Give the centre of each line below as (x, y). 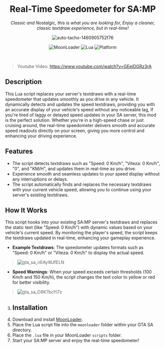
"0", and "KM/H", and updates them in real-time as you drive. (74, 169)
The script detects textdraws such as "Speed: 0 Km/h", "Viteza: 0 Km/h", (86, 163)
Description (23, 82)
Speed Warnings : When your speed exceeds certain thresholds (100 (82, 272)
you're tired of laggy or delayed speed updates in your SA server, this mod (81, 115)
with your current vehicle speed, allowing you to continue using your (82, 189)
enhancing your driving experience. (41, 136)
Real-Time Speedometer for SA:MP (83, 9)
